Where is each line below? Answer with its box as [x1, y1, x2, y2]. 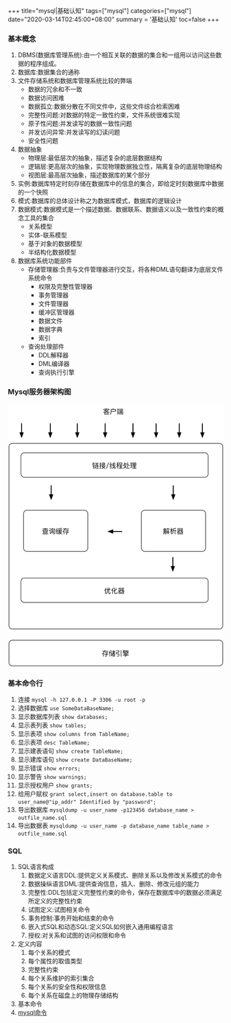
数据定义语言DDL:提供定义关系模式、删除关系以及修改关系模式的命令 [27, 871, 222, 880]
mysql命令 [17, 1009, 47, 1017]
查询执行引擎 [38, 368, 75, 377]
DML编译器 [38, 360, 71, 368]
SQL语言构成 [17, 862, 54, 871]
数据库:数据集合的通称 [17, 68, 80, 76]
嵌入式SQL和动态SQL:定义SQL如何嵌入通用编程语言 [27, 923, 174, 931]
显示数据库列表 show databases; [17, 712, 108, 720]
